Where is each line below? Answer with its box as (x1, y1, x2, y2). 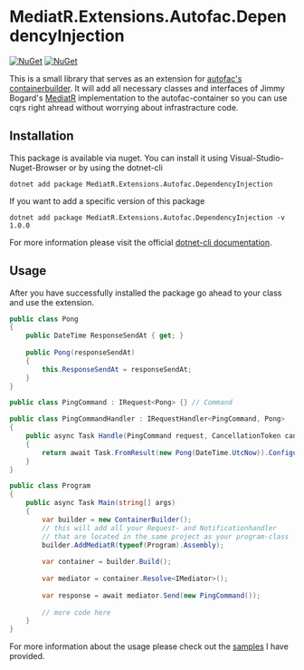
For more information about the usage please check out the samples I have (9, 641, 290, 652)
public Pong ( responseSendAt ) (25, 348, 136, 357)
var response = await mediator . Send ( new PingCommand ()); (42, 591, 261, 600)
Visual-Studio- (229, 152, 284, 163)
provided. (9, 651, 45, 662)
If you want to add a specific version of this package (9, 195, 205, 206)
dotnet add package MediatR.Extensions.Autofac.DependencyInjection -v (9, 213, 285, 222)
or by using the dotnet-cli (68, 161, 163, 173)
